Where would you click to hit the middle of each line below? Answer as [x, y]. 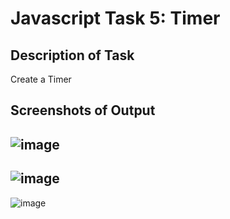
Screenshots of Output [83, 110]
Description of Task [72, 55]
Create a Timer [41, 79]
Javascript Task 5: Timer [115, 18]
